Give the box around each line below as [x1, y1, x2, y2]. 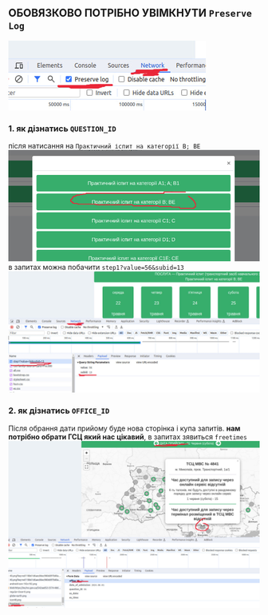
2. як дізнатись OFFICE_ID [8, 405, 110, 416]
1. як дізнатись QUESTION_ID [8, 123, 117, 134]
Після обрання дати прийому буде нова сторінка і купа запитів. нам [8, 423, 241, 433]
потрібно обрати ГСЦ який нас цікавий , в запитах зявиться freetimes [8, 431, 247, 442]
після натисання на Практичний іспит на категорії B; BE [8, 141, 201, 151]
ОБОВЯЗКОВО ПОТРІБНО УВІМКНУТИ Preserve [8, 6, 253, 20]
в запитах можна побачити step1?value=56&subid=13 [8, 263, 185, 272]
